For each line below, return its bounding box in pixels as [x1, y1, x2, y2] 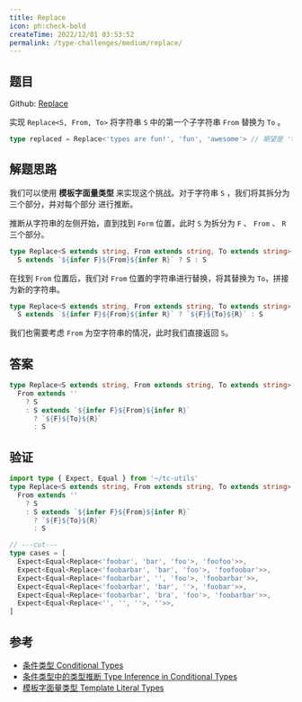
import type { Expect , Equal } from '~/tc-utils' [9, 474, 200, 484]
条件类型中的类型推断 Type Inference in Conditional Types [22, 671, 238, 681]
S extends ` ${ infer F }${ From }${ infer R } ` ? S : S [17, 255, 207, 264]
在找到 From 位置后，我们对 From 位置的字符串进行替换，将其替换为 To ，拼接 [9, 272, 289, 283]
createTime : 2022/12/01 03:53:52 [9, 30, 135, 39]
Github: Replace [9, 98, 69, 109]
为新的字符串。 [9, 284, 65, 295]
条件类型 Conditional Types [22, 660, 124, 671]
